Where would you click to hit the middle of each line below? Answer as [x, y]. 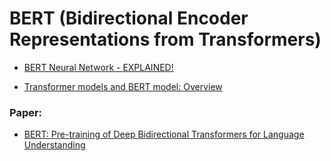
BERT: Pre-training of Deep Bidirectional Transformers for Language [164, 134]
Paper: [26, 112]
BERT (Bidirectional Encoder [129, 18]
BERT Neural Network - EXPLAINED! [98, 67]
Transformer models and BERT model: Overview [123, 86]
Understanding [54, 145]
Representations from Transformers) [165, 39]
